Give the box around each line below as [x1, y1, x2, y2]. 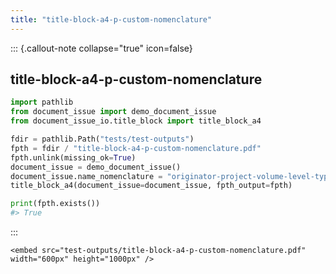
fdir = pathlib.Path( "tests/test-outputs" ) [10, 134, 195, 145]
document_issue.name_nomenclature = [10, 171, 163, 181]
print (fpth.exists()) [10, 199, 101, 209]
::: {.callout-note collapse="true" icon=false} [10, 42, 193, 54]
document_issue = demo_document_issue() [10, 162, 182, 172]
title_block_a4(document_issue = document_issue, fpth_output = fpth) [10, 181, 293, 191]
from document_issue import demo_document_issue [10, 107, 217, 117]
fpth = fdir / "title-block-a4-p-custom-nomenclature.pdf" [10, 143, 262, 153]
